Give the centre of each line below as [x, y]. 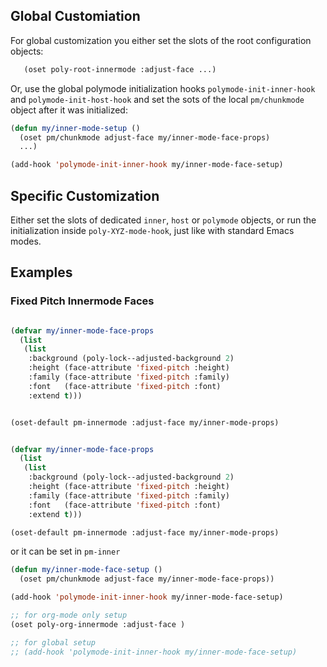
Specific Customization [85, 195]
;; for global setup [53, 642]
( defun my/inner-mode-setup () [75, 128]
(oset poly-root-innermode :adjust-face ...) [120, 69]
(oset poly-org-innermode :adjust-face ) [98, 624]
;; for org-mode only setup [69, 615]
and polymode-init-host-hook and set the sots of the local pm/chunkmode [157, 99]
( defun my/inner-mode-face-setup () [86, 570]
